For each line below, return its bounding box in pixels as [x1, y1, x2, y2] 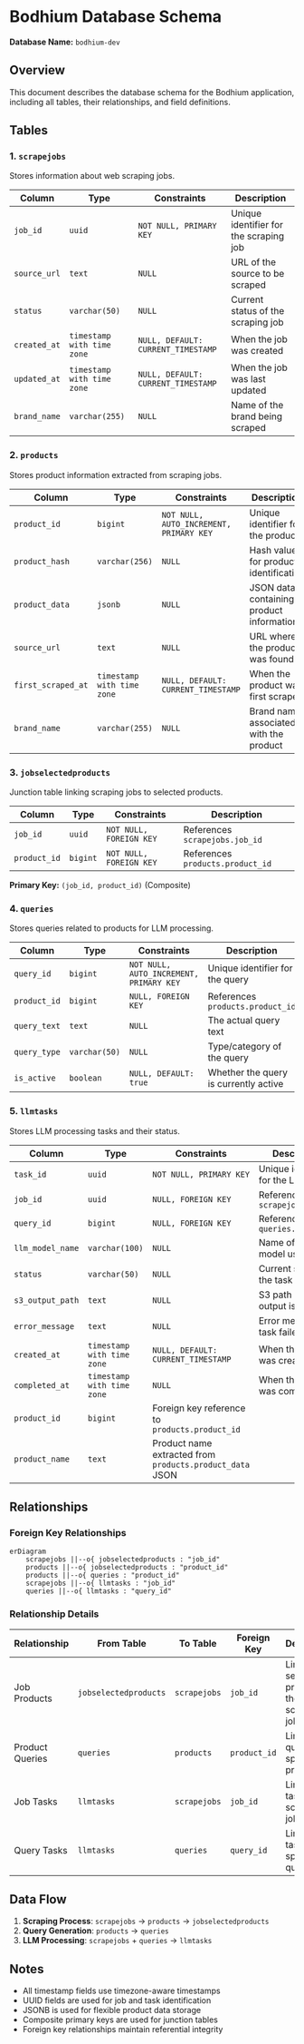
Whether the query [207, 1066, 288, 1079]
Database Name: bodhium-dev [9, 36, 120, 47]
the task [258, 1273, 293, 1286]
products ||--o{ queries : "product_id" [25, 1571, 180, 1580]
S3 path [258, 1288, 292, 1301]
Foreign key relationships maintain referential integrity [22, 2024, 223, 2035]
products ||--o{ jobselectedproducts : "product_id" [25, 1563, 229, 1572]
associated [249, 716, 296, 729]
